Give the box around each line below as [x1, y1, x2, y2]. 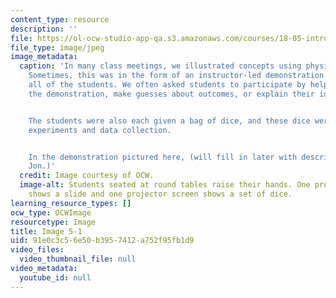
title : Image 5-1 [10, 226, 83, 236]
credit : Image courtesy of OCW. [19, 171, 155, 181]
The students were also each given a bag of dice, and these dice [28, 116, 311, 126]
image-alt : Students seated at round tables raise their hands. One [19, 180, 311, 190]
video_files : [10, 245, 65, 255]
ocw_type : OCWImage [10, 207, 92, 218]
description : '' [10, 24, 78, 34]
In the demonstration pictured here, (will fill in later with [28, 152, 298, 162]
